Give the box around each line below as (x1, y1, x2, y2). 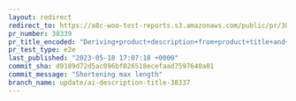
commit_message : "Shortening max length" (8, 70, 163, 79)
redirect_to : (8, 21, 57, 30)
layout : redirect (8, 12, 72, 22)
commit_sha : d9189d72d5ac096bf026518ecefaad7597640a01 (8, 62, 215, 71)
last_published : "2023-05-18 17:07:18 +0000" (8, 54, 178, 62)
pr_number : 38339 (8, 29, 72, 38)
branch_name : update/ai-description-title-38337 (8, 78, 191, 87)
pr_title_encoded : (8, 37, 76, 47)
